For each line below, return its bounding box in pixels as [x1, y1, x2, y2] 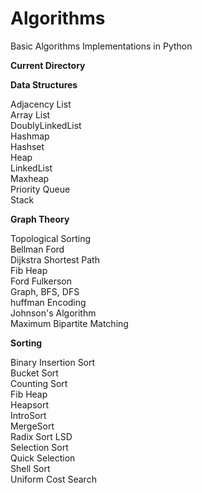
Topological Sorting [10, 232, 92, 244]
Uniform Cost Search [10, 473, 97, 485]
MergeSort [10, 420, 55, 432]
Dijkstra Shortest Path [10, 253, 100, 266]
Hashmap [10, 130, 50, 142]
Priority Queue [10, 183, 71, 195]
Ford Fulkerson [10, 275, 72, 287]
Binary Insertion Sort [10, 356, 96, 368]
